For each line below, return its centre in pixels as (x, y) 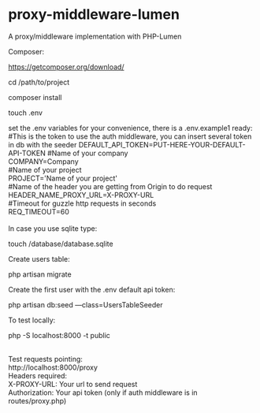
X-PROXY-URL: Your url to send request (73, 384)
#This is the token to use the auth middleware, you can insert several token (130, 136)
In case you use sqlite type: (53, 228)
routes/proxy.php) (37, 400)
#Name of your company (87, 153)
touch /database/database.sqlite (61, 244)
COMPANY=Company (43, 161)
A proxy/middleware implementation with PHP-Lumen (95, 36)
